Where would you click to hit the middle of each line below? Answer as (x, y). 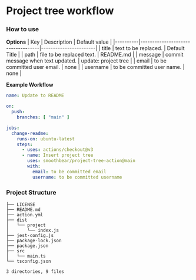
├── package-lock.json (34, 241)
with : (34, 166)
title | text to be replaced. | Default (143, 48)
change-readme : (30, 133)
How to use (23, 29)
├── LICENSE (21, 205)
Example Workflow (30, 85)
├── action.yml (25, 215)
